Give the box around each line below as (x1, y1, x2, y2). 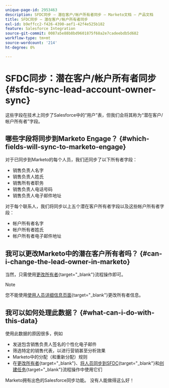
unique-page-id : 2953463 (5, 7, 58, 13)
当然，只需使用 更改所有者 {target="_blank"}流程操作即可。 (5, 271, 126, 278)
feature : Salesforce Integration (5, 26, 76, 31)
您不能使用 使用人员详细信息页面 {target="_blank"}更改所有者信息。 (5, 292, 144, 298)
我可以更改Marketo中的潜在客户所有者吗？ (5, 249, 139, 258)
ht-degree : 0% (5, 45, 35, 50)
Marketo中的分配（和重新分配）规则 (12, 354, 88, 360)
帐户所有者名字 (12, 220, 44, 226)
